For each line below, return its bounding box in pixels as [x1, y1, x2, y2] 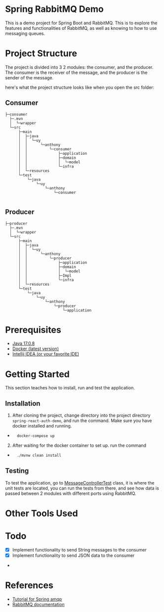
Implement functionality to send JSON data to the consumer [12, 552, 135, 558]
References [5, 580, 53, 591]
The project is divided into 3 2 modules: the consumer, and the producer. [5, 64, 154, 70]
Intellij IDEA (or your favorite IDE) [12, 351, 80, 357]
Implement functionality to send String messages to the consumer [12, 547, 147, 552]
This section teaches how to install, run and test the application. [5, 385, 135, 391]
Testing [5, 467, 29, 475]
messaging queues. [5, 30, 45, 36]
